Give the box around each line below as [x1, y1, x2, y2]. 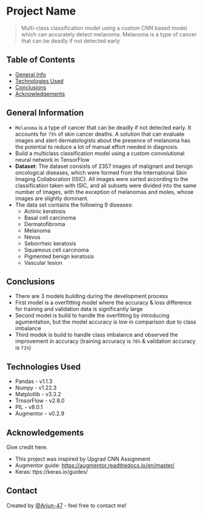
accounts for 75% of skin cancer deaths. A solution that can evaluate [15, 130, 185, 138]
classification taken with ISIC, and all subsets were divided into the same [15, 182, 197, 189]
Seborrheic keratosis [24, 239, 77, 247]
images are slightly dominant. [15, 194, 89, 202]
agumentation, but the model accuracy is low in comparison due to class [15, 318, 197, 325]
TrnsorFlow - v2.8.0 [15, 397, 65, 404]
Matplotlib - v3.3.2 [15, 391, 62, 398]
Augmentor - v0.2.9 [15, 410, 65, 417]
